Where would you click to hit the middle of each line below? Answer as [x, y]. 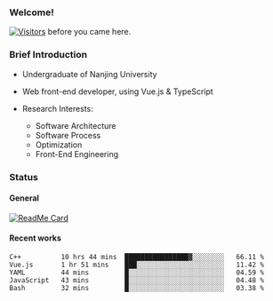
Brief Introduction [48, 55]
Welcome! [32, 12]
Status [24, 177]
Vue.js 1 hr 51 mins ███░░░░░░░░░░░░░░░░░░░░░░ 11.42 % [137, 265]
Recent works [36, 238]
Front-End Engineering [77, 154]
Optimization [59, 145]
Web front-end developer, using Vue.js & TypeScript [117, 91]
